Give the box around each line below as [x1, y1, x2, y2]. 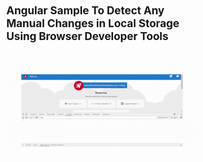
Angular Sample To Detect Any [6, 4, 165, 18]
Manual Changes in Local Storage [6, 16, 180, 30]
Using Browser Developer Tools [6, 30, 169, 43]
